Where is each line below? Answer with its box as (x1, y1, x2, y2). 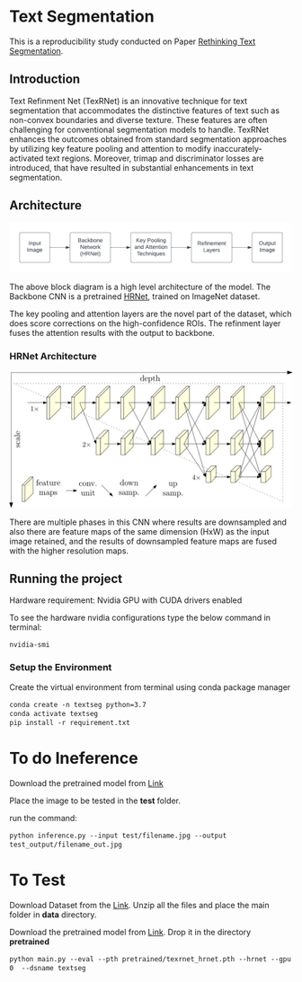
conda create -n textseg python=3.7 (9, 700, 147, 709)
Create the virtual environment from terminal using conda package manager (9, 681, 291, 693)
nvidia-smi (9, 641, 50, 650)
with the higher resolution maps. (9, 545, 129, 556)
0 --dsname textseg (9, 963, 87, 972)
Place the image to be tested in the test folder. (9, 795, 182, 806)
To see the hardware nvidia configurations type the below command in (9, 613, 271, 624)
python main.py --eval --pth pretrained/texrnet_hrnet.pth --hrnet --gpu (9, 954, 292, 963)
